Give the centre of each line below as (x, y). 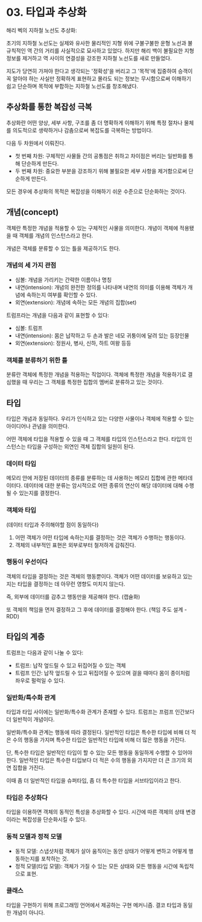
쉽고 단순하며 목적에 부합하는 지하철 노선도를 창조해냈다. (72, 86)
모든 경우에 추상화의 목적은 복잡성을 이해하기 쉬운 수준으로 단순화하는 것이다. (96, 191)
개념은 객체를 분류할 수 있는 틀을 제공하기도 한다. (63, 248)
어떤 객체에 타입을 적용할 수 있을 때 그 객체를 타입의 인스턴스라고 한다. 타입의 (96, 439)
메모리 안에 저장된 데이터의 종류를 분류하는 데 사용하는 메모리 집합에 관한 (91, 478)
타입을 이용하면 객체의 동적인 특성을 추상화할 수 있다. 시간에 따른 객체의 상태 (96, 812)
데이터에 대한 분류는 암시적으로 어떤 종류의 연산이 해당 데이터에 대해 (103, 485)
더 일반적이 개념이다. (30, 719)
